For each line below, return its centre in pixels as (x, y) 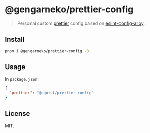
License (18, 113)
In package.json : (22, 79)
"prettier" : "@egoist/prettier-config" (52, 93)
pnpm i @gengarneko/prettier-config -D (47, 51)
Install (15, 39)
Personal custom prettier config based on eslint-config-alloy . (81, 23)
